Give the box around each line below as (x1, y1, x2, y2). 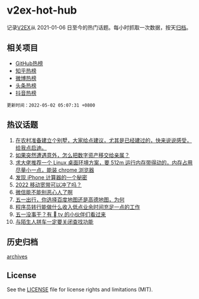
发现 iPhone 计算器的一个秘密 (15, 173, 88, 181)
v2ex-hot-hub (7, 4, 78, 17)
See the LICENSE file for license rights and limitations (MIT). (7, 286, 153, 293)
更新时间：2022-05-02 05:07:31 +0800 (7, 102, 95, 108)
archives (7, 253, 28, 261)
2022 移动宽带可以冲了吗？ (15, 181, 82, 188)
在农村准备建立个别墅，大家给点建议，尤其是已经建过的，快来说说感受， (15, 137, 192, 144)
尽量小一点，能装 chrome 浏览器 (15, 166, 94, 173)
